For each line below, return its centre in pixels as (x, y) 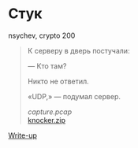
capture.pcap (50, 112)
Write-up (23, 135)
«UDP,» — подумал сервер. (74, 96)
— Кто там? (47, 66)
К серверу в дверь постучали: (78, 50)
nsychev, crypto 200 (42, 35)
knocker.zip (46, 120)
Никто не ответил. (58, 81)
